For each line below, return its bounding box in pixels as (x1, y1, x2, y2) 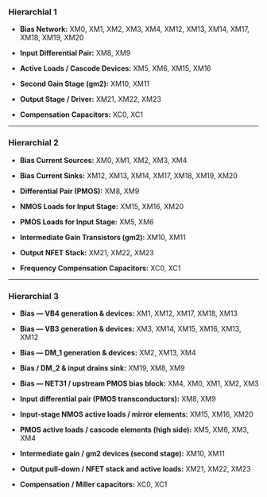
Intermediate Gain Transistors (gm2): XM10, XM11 (19, 232, 186, 242)
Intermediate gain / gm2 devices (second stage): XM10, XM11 (19, 448, 225, 458)
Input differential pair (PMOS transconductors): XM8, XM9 (19, 394, 216, 403)
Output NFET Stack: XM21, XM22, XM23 (19, 247, 154, 257)
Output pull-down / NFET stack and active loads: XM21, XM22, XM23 (19, 464, 251, 473)
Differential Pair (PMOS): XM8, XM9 (19, 186, 140, 196)
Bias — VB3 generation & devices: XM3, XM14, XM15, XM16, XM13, (19, 324, 242, 333)
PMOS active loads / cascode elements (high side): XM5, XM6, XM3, (19, 425, 250, 434)
